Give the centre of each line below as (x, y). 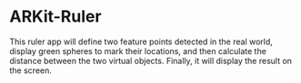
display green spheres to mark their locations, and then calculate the (138, 51)
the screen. (31, 70)
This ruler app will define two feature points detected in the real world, (141, 41)
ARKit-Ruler (55, 17)
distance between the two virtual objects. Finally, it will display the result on (151, 60)
